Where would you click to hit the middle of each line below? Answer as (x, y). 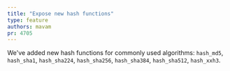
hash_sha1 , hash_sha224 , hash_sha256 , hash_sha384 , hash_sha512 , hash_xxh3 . (114, 61)
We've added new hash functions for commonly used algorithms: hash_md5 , (115, 53)
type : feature (28, 20)
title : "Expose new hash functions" (60, 14)
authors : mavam (29, 26)
